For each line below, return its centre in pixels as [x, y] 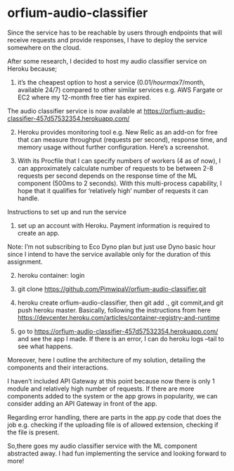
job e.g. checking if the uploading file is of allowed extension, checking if [113, 424]
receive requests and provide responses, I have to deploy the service [108, 39]
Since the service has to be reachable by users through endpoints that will [115, 32]
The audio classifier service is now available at [75, 111]
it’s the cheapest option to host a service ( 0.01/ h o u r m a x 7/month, [111, 82]
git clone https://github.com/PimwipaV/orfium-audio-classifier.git [112, 289]
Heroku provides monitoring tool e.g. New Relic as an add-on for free [117, 132]
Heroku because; [32, 68]
